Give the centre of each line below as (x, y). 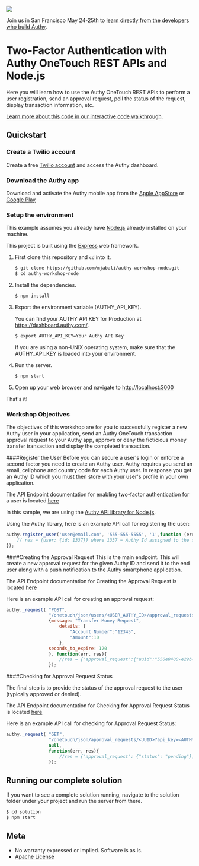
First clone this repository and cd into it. (63, 257)
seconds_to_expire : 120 (78, 648)
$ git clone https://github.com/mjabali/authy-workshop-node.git (97, 268)
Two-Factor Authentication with (86, 51)
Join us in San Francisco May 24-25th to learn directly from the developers (98, 20)
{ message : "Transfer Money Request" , (95, 621)
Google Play (21, 200)
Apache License (34, 856)
